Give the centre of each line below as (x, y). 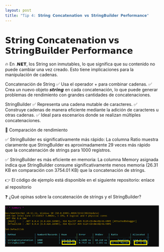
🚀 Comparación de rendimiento (36, 130)
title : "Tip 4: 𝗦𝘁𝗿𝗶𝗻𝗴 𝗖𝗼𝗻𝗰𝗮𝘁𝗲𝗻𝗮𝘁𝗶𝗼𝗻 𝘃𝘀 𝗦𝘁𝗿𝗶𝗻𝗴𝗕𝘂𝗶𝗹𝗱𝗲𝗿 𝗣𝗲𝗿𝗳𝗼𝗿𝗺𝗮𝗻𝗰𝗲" (77, 15)
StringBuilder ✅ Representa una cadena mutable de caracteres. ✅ (71, 105)
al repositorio (18, 187)
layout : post (18, 10)
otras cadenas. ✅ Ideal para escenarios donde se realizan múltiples (73, 115)
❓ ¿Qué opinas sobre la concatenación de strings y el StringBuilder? (73, 197)
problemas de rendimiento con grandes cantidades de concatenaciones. (78, 95)
